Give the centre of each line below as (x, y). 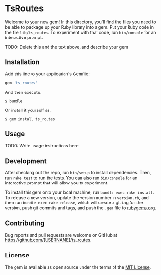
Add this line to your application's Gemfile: (47, 74)
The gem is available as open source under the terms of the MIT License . (78, 267)
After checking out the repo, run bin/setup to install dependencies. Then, (78, 173)
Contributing (25, 223)
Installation (22, 62)
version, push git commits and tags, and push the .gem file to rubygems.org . (81, 208)
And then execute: (23, 92)
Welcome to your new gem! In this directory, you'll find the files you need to (80, 22)
